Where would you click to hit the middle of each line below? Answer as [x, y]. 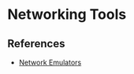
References [36, 44]
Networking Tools [67, 15]
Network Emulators [50, 62]
